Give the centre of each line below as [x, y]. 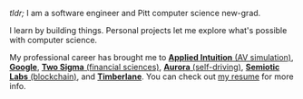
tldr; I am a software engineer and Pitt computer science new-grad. [135, 13]
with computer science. [54, 40]
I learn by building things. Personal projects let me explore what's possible [148, 30]
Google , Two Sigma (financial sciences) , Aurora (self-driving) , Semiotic [145, 67]
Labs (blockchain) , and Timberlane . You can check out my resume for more [151, 76]
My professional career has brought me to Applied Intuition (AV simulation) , [151, 57]
